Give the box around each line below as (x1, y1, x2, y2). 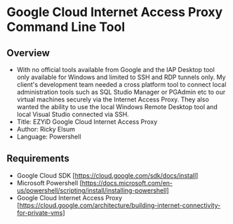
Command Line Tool (6, 19, 126, 35)
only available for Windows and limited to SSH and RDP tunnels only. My (16, 73, 226, 81)
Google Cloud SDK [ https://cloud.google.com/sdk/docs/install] (16, 171, 199, 179)
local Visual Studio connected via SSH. (16, 110, 129, 118)
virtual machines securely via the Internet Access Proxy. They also (16, 95, 210, 104)
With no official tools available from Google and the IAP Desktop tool (16, 66, 215, 73)
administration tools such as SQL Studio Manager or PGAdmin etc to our (16, 88, 226, 96)
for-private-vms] (16, 208, 65, 217)
